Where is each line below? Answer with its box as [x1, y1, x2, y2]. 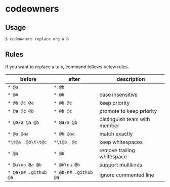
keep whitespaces [99, 138, 143, 146]
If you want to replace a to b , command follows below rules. [5, 64, 129, 70]
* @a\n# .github [8, 169, 47, 175]
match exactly [99, 130, 133, 137]
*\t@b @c [54, 139, 77, 145]
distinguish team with [99, 116, 150, 123]
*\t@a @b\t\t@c [8, 139, 47, 145]
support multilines [99, 161, 143, 168]
